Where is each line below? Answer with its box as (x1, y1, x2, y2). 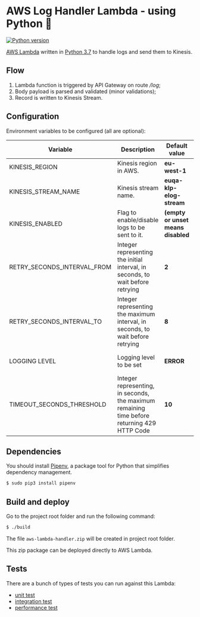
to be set (117, 360, 142, 369)
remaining (117, 404, 146, 412)
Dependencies (6, 446, 61, 456)
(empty (164, 208, 186, 216)
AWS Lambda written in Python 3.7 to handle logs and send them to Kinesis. (6, 48, 192, 55)
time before (117, 411, 150, 419)
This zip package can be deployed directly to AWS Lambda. (6, 547, 153, 554)
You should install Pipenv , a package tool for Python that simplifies (6, 462, 170, 469)
